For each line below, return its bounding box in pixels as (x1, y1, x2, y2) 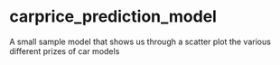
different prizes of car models (9, 45, 120, 56)
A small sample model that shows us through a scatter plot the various (9, 36, 271, 47)
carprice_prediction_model (9, 6, 217, 27)
